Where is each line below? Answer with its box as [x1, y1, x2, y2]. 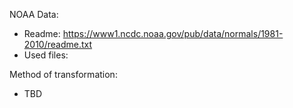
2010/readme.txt [23, 39, 93, 50]
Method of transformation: [9, 69, 118, 80]
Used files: [23, 49, 69, 61]
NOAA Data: [9, 9, 59, 20]
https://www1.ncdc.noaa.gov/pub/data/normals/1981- [62, 28, 284, 39]
